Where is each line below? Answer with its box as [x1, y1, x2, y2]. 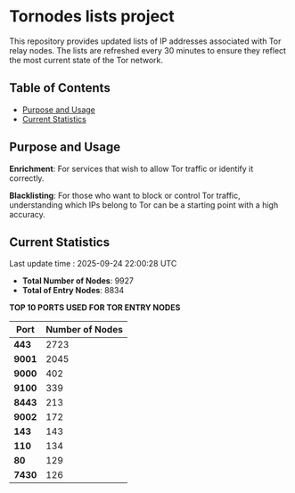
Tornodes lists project [9, 6, 176, 27]
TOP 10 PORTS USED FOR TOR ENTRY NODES [9, 302, 181, 313]
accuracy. [9, 209, 46, 219]
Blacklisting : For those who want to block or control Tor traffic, [9, 190, 241, 201]
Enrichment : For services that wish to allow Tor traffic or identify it [9, 163, 254, 174]
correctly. [9, 172, 45, 184]
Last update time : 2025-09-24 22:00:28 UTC [9, 259, 177, 269]
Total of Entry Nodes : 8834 [21, 285, 125, 296]
